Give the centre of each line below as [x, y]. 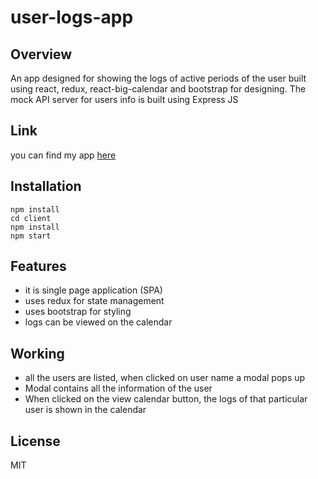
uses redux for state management [94, 301]
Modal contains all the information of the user [118, 388]
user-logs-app [72, 17]
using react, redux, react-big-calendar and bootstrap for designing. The [158, 89]
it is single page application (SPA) [93, 290]
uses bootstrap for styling [78, 312]
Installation [46, 186]
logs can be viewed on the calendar [98, 322]
